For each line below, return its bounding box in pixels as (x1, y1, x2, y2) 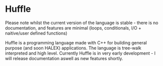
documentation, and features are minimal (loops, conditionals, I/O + (5, 25, 141, 31)
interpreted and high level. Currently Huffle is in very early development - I (5, 50, 156, 56)
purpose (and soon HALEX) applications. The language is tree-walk (5, 45, 141, 51)
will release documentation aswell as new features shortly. (5, 55, 124, 61)
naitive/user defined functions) (5, 30, 68, 36)
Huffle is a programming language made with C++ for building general (5, 39, 147, 45)
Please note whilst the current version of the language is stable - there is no (5, 20, 159, 26)
